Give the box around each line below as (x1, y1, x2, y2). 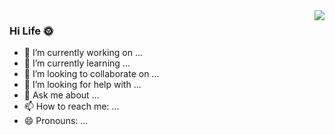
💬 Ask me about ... (23, 89, 100, 101)
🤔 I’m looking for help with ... (23, 79, 142, 91)
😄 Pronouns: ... (23, 115, 89, 127)
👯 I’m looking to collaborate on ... (23, 68, 160, 80)
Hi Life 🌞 (9, 24, 54, 38)
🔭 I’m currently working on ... (23, 47, 143, 59)
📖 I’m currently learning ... (23, 57, 131, 69)
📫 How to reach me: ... (23, 100, 120, 113)
